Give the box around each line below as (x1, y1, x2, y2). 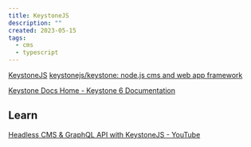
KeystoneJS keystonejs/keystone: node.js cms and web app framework (8, 71, 243, 79)
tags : (8, 33, 26, 42)
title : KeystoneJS (8, 11, 69, 20)
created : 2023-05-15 (8, 26, 77, 34)
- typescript (15, 48, 59, 56)
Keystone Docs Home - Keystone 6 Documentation (8, 86, 176, 95)
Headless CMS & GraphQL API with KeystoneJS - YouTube (8, 130, 201, 139)
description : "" (8, 19, 62, 27)
